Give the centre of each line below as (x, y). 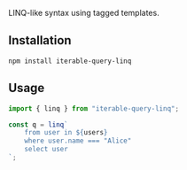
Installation (40, 40)
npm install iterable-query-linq (70, 61)
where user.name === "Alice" (78, 141)
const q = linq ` (38, 124)
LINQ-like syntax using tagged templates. (84, 13)
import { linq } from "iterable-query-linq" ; (93, 108)
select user (46, 150)
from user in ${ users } (66, 133)
